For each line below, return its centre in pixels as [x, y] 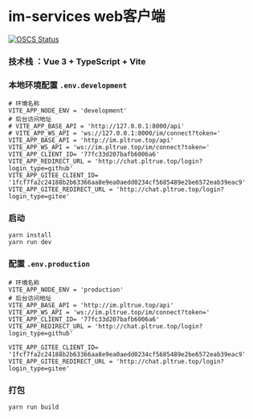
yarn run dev [30, 242]
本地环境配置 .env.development [67, 85]
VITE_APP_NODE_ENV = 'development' [68, 111]
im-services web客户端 [87, 16]
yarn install [30, 235]
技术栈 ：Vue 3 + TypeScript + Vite [77, 61]
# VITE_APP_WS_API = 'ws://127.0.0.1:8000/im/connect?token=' [114, 133]
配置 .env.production [49, 264]
